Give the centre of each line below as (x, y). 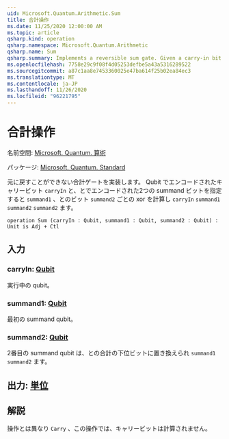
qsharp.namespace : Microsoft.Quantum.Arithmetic (78, 45)
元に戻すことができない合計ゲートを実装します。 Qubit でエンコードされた (112, 182)
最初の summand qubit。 (42, 319)
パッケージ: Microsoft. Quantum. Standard (66, 167)
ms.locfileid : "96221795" (44, 97)
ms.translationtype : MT (41, 77)
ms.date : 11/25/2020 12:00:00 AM (55, 26)
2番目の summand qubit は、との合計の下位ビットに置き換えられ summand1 (111, 353)
